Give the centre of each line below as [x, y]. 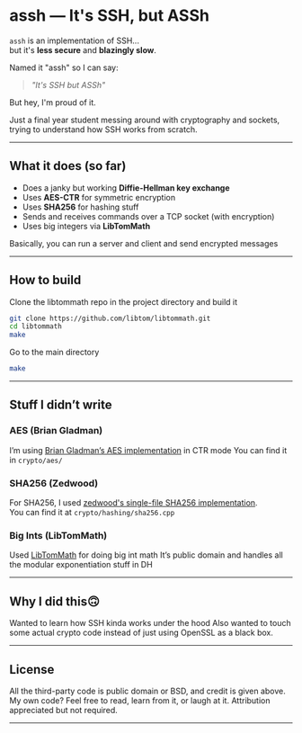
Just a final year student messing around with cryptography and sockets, [145, 120]
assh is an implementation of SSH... [74, 40]
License [32, 670]
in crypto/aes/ [36, 460]
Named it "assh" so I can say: [64, 67]
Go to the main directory [54, 353]
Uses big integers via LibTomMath [86, 226]
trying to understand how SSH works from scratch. [103, 129]
